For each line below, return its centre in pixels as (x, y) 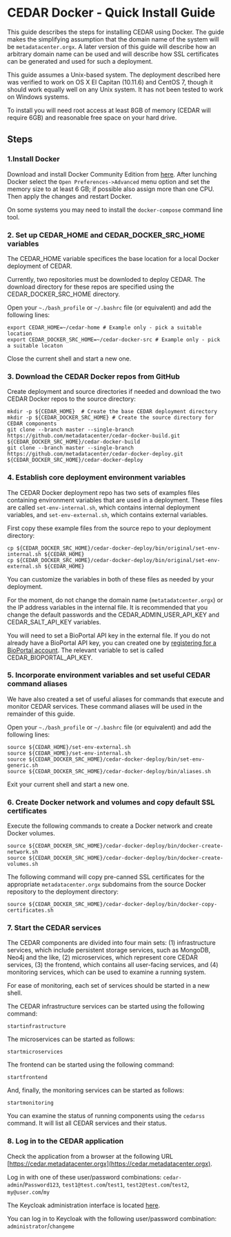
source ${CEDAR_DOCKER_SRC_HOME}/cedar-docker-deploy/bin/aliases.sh (109, 771)
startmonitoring (30, 1103)
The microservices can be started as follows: (71, 1039)
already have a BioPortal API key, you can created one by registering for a (112, 642)
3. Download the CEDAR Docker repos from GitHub (94, 377)
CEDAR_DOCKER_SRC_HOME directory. (64, 294)
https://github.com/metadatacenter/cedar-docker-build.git (94, 436)
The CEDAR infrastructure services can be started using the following (106, 1006)
